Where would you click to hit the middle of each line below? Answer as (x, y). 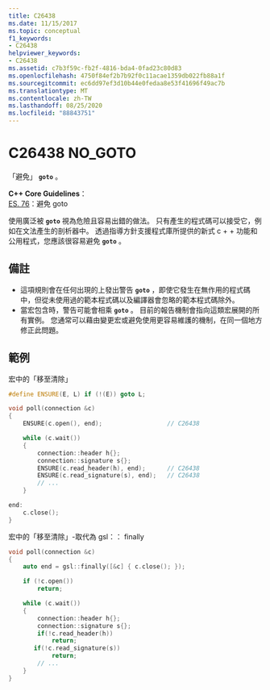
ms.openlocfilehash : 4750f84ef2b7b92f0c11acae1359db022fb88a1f (117, 76)
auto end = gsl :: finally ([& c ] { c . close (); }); (104, 567)
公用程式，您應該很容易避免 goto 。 (67, 241)
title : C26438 (32, 16)
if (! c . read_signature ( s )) (77, 648)
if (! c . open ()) (48, 581)
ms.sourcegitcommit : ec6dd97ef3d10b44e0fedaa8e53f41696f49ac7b (117, 83)
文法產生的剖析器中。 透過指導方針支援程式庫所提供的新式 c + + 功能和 (140, 231)
